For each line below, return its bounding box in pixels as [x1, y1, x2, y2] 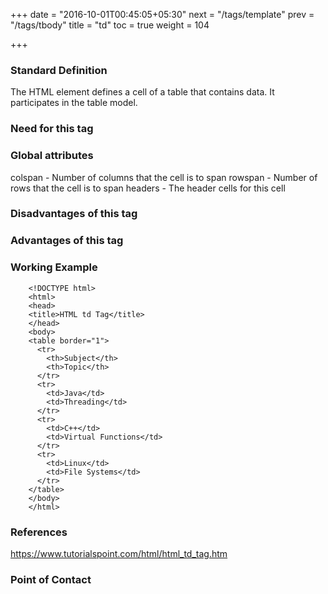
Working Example [10, 260, 98, 274]
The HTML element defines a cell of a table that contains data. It [10, 86, 275, 98]
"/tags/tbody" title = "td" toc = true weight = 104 [10, 19, 210, 31]
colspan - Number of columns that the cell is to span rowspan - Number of [10, 171, 318, 183]
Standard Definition [10, 63, 108, 77]
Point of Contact [10, 572, 92, 586]
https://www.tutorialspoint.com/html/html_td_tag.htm [10, 547, 228, 559]
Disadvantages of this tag [10, 207, 138, 221]
